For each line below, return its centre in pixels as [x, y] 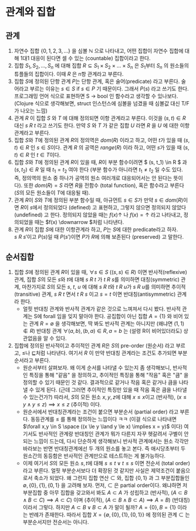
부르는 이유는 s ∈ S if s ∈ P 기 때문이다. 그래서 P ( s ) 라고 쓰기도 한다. [109, 88]
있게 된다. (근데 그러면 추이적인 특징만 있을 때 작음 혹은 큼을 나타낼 [111, 390]
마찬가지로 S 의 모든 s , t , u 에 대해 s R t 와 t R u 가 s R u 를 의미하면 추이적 [104, 287]
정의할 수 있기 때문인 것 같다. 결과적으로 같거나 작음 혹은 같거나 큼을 [100, 382]
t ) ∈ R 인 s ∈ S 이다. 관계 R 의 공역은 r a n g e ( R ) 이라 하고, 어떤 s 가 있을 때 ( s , [102, 147]
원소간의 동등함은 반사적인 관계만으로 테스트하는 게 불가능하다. [94, 456]
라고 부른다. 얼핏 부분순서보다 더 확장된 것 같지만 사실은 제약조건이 [99, 470]
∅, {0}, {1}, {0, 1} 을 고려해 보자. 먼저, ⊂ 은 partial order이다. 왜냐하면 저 [105, 485]
